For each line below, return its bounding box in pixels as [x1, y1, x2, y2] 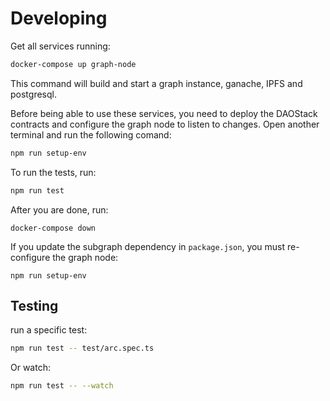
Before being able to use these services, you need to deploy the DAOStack [10, 107, 318, 119]
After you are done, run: [10, 203, 109, 216]
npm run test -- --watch [10, 381, 114, 391]
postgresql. [10, 88, 57, 100]
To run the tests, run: [10, 166, 97, 178]
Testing [10, 297, 59, 314]
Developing [10, 7, 108, 30]
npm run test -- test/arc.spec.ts [10, 343, 155, 354]
